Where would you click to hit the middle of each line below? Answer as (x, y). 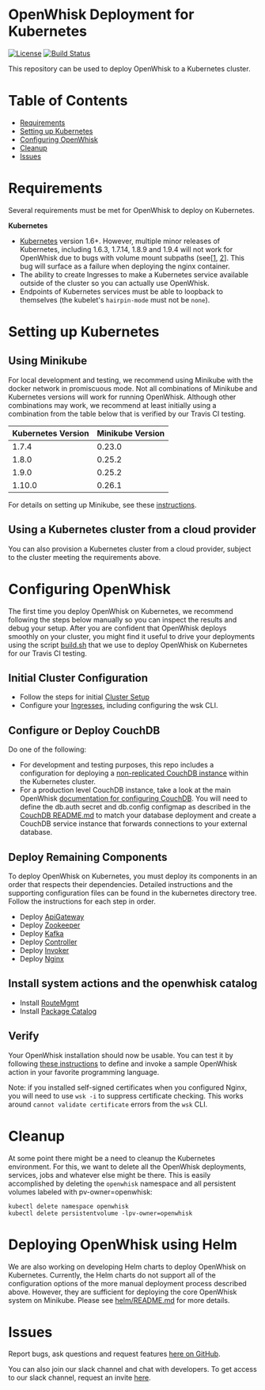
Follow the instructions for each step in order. (82, 901)
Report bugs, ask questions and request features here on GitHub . (114, 1354)
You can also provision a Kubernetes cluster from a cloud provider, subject (130, 549)
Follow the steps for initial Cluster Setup (85, 697)
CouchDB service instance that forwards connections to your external (133, 824)
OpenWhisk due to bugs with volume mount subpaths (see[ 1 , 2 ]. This (132, 257)
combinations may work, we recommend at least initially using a (112, 405)
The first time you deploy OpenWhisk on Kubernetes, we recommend (121, 611)
